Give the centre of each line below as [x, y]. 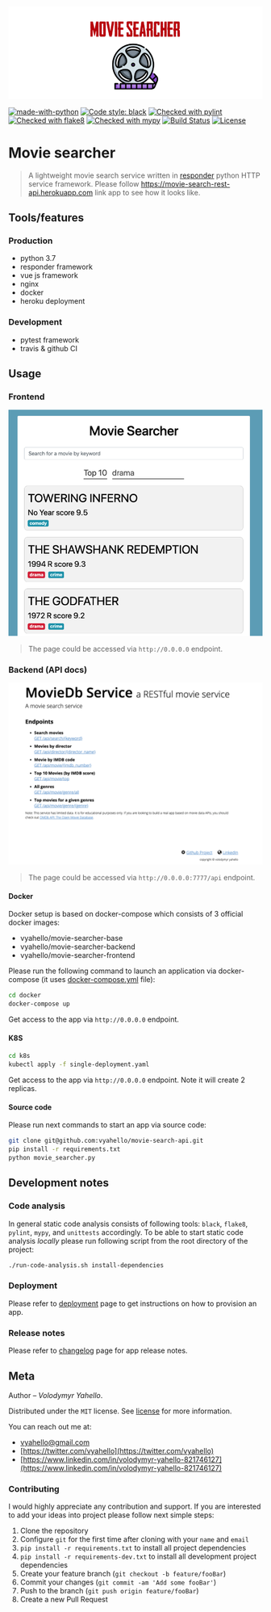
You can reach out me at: [50, 1426]
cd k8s [19, 1056]
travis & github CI [49, 348]
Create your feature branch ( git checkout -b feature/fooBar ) [123, 1574]
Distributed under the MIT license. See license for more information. [120, 1411]
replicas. [23, 1089]
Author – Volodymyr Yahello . [56, 1395]
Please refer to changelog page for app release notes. [98, 1350]
